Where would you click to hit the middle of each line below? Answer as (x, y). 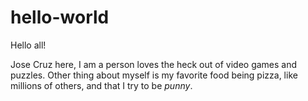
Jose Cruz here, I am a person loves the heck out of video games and (154, 64)
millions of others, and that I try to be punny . (101, 85)
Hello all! (28, 45)
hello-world (60, 17)
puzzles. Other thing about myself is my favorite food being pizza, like (154, 75)
